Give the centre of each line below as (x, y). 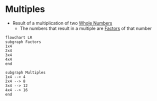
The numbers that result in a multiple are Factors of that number (86, 28)
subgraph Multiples (25, 72)
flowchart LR (19, 37)
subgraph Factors (23, 42)
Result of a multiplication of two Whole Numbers (62, 23)
